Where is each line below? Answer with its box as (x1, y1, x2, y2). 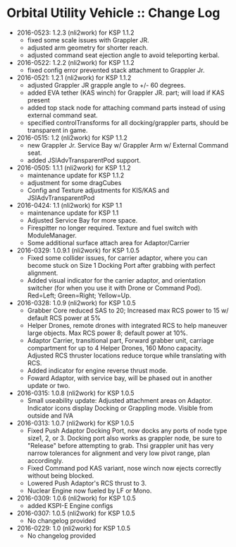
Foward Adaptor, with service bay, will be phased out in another (27, 373, 213, 382)
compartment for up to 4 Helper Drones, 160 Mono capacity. (27, 343, 204, 352)
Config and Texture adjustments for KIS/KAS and (27, 186, 170, 194)
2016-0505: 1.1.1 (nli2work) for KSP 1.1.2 (16, 163, 131, 172)
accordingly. (27, 456, 64, 464)
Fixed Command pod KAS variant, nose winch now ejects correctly (27, 464, 222, 472)
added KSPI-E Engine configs (27, 501, 113, 510)
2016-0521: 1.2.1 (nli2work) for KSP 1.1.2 (16, 73, 132, 82)
